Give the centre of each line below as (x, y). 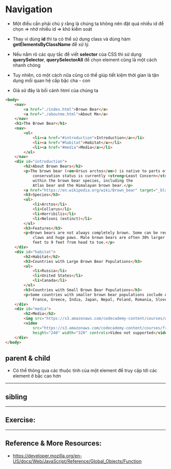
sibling (16, 397)
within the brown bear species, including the (83, 181)
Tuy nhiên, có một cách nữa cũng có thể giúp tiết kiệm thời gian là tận (86, 75)
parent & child (28, 358)
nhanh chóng (26, 65)
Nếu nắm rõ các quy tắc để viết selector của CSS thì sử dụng (77, 54)
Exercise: (20, 420)
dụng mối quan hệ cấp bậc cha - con (51, 80)
